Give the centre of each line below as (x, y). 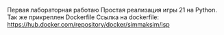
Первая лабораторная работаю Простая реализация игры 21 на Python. (112, 10)
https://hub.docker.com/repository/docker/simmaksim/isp (88, 24)
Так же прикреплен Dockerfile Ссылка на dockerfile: (83, 17)
